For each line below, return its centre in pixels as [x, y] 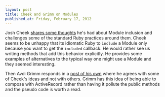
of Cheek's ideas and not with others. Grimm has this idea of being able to [81, 79]
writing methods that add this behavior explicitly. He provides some [74, 54]
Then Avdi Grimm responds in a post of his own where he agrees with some [82, 74]
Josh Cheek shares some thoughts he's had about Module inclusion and [79, 33]
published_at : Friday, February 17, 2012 [48, 19]
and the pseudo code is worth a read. [43, 90]
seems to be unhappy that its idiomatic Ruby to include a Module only [76, 43]
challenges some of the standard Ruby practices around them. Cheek [76, 38]
